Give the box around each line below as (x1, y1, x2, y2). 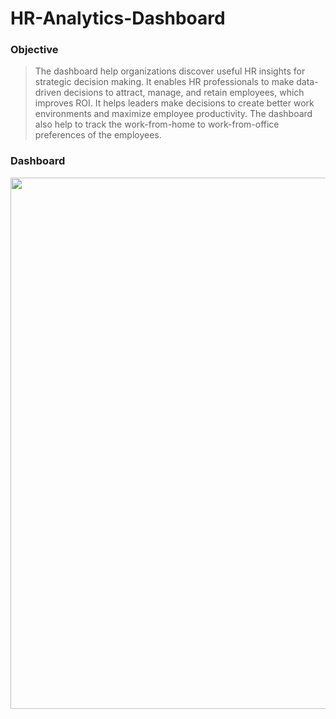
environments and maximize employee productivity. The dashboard (34, 108, 313, 120)
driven (34, 87, 62, 99)
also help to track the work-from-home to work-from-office (34, 118, 280, 131)
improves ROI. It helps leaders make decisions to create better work (34, 97, 315, 109)
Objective (10, 43, 59, 57)
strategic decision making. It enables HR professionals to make (34, 76, 295, 88)
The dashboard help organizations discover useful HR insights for (34, 65, 306, 77)
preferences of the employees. (34, 129, 162, 141)
